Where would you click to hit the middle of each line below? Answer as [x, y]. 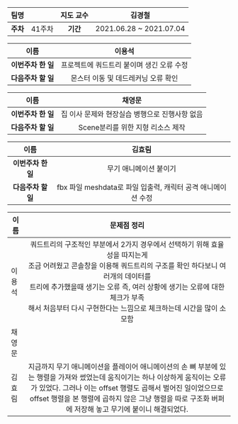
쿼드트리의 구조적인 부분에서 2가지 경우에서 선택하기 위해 [120, 244]
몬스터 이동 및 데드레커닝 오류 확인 [124, 78]
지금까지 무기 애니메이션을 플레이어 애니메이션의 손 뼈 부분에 [123, 367]
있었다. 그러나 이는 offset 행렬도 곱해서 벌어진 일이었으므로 [131, 388]
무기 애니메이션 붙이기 [142, 168]
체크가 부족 [127, 297]
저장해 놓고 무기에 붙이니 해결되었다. [131, 409]
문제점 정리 [127, 225]
